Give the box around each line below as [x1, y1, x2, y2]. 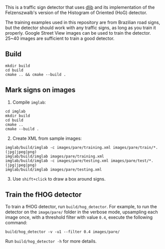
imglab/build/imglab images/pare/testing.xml [5, 167, 102, 172]
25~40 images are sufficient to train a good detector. [5, 35, 115, 41]
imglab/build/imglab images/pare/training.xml [5, 153, 104, 159]
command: [5, 220, 28, 226]
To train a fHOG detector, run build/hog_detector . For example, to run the [5, 204, 157, 210]
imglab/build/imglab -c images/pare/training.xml [5, 145, 111, 150]
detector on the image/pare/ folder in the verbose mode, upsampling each [5, 209, 158, 215]
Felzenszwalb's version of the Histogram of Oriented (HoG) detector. [5, 10, 147, 16]
